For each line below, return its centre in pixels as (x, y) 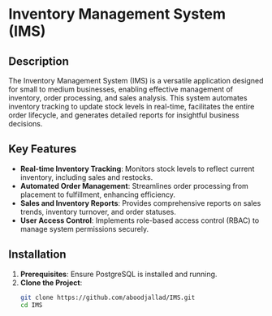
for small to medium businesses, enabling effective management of (121, 89)
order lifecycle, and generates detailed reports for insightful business (124, 115)
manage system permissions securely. (84, 228)
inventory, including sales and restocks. (86, 177)
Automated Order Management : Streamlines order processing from (134, 186)
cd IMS (31, 305)
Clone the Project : (51, 282)
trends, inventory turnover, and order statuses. (98, 211)
